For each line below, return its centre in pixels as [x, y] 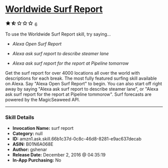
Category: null [27, 133]
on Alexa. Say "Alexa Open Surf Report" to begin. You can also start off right [84, 83]
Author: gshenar [30, 149]
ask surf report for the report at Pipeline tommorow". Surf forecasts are [78, 94]
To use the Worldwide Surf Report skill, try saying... [58, 34]
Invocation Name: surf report [43, 128]
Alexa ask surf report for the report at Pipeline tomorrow [70, 63]
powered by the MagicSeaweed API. [42, 99]
